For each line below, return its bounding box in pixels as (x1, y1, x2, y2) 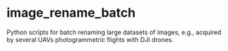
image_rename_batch (6, 5, 136, 21)
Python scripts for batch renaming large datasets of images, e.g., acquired (6, 28, 222, 36)
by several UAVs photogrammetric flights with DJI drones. (6, 35, 174, 43)
